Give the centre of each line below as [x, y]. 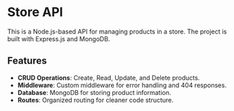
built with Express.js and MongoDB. [59, 38]
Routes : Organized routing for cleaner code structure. [96, 100]
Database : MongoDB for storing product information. [94, 92]
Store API [35, 12]
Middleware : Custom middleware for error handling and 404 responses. [122, 85]
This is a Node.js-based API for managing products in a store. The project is [117, 31]
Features [27, 61]
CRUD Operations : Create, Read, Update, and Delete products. [109, 77]
